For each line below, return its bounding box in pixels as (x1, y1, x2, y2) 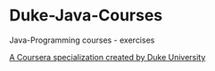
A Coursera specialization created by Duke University (9, 51, 206, 62)
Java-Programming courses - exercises (9, 35, 155, 45)
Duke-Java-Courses (9, 5, 163, 26)
